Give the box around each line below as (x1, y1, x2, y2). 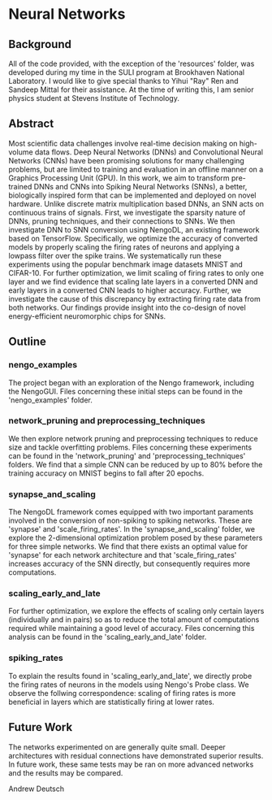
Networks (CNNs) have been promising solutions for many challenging (8, 155, 245, 165)
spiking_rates (8, 652, 63, 663)
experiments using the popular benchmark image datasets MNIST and (8, 259, 244, 269)
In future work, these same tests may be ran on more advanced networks (8, 759, 254, 769)
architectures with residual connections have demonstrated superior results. (8, 750, 264, 760)
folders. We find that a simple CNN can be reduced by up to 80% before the (8, 459, 263, 469)
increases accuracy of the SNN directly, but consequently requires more (8, 559, 250, 569)
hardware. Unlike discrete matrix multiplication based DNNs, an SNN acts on (8, 198, 264, 208)
